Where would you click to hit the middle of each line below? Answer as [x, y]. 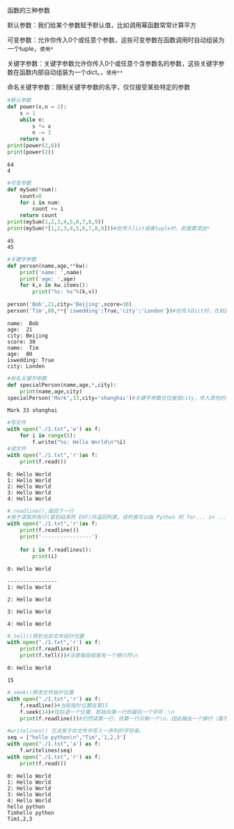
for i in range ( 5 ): [48, 436]
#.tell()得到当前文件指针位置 [46, 636]
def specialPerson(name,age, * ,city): [62, 385]
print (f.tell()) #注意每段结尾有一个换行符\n [79, 656]
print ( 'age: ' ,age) [48, 279]
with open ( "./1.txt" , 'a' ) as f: [54, 744]
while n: [32, 120]
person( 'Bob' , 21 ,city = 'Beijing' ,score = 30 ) [70, 305]
